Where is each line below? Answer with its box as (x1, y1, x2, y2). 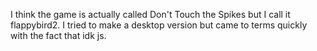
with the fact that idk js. (10, 30, 107, 41)
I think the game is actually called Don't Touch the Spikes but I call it (10, 9, 291, 20)
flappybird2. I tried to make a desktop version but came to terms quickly (10, 19, 308, 31)
